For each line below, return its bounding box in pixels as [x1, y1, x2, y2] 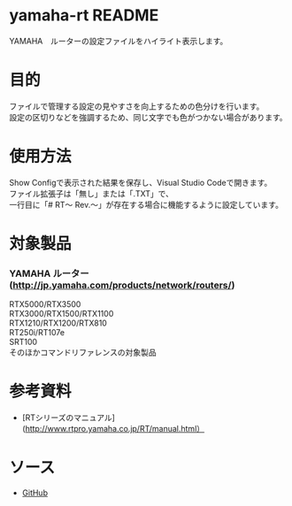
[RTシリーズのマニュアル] [21, 412, 115, 423]
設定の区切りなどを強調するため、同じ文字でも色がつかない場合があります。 [9, 111, 288, 122]
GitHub [21, 487, 49, 498]
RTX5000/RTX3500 [9, 299, 81, 310]
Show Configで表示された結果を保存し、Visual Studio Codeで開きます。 [9, 177, 273, 188]
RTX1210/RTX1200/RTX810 [9, 318, 108, 328]
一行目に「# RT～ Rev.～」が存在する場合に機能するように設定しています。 [9, 199, 283, 210]
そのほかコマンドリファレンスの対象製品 [9, 347, 157, 358]
